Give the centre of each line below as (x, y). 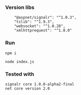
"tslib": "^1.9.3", (34, 22)
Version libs (20, 7)
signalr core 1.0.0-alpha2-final (40, 84)
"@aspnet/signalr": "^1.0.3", (45, 18)
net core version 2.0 (28, 88)
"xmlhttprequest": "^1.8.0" (43, 31)
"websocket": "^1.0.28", (40, 26)
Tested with (20, 74)
